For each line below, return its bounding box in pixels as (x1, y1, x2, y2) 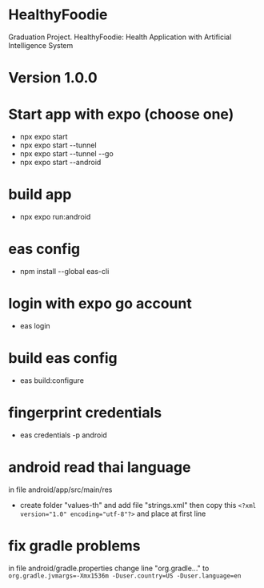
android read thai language (8, 458, 191, 476)
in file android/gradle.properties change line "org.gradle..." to (8, 563, 210, 573)
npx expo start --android (19, 158, 102, 167)
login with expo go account (8, 295, 192, 313)
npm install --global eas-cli (19, 266, 110, 276)
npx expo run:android (19, 212, 91, 221)
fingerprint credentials (8, 404, 162, 421)
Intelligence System (8, 40, 74, 50)
